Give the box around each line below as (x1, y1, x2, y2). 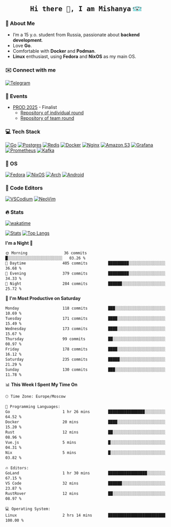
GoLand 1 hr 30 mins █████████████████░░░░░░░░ (5, 471, 166, 476)
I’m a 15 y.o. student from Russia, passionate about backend (12, 31, 140, 38)
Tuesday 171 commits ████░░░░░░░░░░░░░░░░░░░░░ (5, 316, 166, 322)
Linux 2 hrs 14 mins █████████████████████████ (5, 513, 166, 518)
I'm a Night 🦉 (5, 240, 33, 246)
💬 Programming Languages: (5, 404, 60, 409)
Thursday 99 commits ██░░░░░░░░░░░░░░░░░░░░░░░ (5, 336, 166, 342)
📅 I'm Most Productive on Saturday (5, 295, 81, 302)
